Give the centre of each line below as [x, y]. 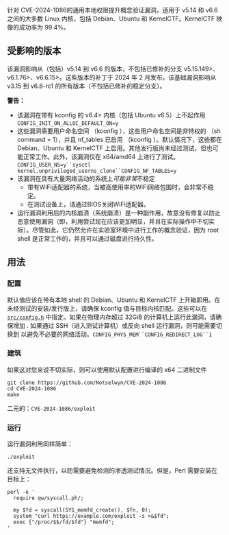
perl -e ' [21, 492]
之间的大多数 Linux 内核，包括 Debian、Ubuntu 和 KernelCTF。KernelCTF [111, 19]
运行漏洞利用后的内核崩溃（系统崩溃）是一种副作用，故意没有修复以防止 [119, 213]
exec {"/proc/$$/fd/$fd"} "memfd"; [64, 522]
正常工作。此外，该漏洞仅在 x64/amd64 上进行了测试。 [101, 156]
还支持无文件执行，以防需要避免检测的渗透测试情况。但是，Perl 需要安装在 [112, 471]
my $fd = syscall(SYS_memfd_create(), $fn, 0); [82, 510]
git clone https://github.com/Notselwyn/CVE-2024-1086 [87, 383]
